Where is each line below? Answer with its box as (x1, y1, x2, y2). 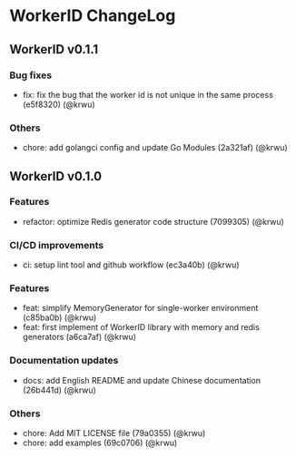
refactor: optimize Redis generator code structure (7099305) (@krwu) (22, 216, 284, 227)
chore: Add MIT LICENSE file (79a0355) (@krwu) (22, 428, 206, 439)
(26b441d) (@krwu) (22, 384, 97, 395)
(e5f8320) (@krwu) (22, 99, 95, 110)
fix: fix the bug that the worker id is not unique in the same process (22, 89, 274, 100)
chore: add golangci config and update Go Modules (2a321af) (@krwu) (22, 142, 288, 153)
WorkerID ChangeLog (9, 5, 176, 26)
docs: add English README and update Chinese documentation (22, 374, 261, 385)
